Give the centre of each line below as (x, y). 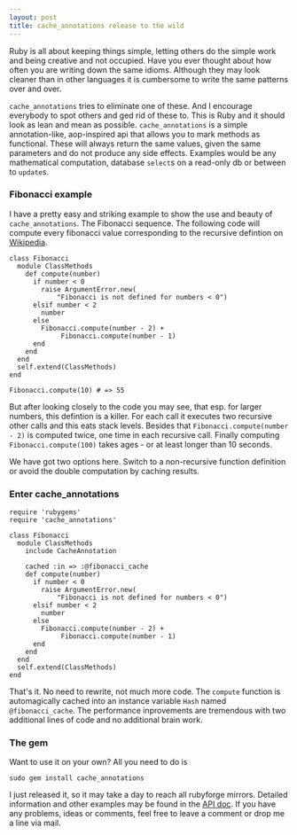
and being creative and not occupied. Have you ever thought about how (141, 60)
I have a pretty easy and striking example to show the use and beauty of (141, 214)
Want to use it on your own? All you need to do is (98, 762)
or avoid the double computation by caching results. (104, 471)
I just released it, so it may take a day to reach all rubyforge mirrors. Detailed (148, 795)
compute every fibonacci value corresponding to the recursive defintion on (146, 232)
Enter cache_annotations (64, 494)
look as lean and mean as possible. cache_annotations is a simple (129, 124)
